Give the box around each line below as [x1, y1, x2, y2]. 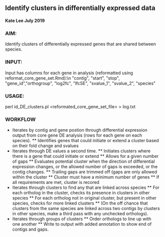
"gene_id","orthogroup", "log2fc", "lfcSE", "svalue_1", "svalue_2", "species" [5, 80, 156, 86]
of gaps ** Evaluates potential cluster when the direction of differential [12, 158, 155, 164]
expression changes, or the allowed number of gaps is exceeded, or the [12, 164, 158, 170]
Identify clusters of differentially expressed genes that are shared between [5, 41, 156, 47]
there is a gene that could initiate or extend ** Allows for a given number [12, 153, 159, 159]
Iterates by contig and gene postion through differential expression [12, 127, 148, 133]
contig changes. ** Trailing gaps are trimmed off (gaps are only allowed [12, 169, 157, 175]
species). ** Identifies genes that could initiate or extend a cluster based [12, 138, 159, 144]
